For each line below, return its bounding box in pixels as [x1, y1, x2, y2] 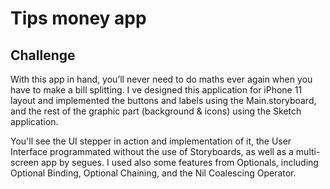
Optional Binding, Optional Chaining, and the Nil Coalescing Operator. [10, 167, 297, 179]
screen [10, 157, 40, 168]
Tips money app [10, 7, 147, 30]
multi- [295, 146, 321, 157]
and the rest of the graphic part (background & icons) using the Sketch [10, 105, 302, 117]
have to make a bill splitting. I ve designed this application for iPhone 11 [10, 84, 303, 96]
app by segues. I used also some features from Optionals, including [40, 157, 319, 168]
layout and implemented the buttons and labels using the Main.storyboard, [10, 95, 317, 106]
